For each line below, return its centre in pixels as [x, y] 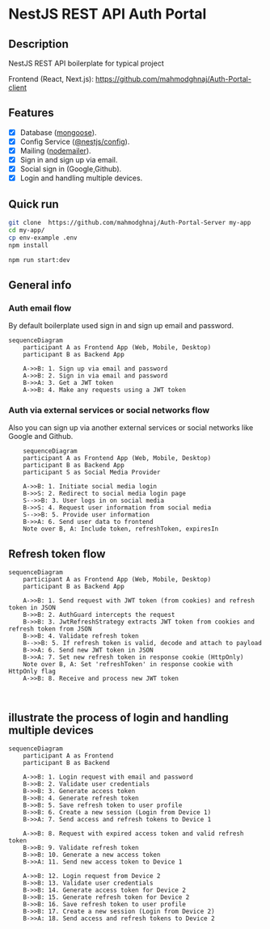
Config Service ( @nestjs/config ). [75, 141]
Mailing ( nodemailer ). [55, 150]
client [17, 87]
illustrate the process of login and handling [118, 718]
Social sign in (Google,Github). [71, 169]
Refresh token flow [57, 553]
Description [38, 44]
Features [31, 113]
